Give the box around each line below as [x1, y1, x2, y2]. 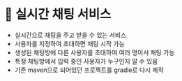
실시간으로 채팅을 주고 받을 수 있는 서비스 [14, 31, 127, 39]
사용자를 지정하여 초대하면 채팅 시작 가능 [14, 39, 125, 47]
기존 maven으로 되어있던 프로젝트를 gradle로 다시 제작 [14, 66, 165, 74]
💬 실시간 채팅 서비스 [4, 6, 112, 22]
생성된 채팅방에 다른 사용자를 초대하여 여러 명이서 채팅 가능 [14, 48, 175, 57]
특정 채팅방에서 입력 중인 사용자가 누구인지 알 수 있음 [14, 57, 158, 65]
